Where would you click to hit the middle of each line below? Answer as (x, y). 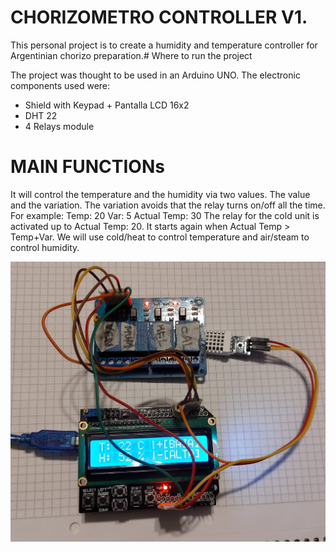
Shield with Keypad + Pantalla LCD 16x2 (107, 105)
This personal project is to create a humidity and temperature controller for (164, 45)
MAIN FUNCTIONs (87, 167)
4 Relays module (59, 126)
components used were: (60, 85)
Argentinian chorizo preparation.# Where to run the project (131, 55)
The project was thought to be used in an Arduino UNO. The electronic (155, 75)
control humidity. (45, 247)
